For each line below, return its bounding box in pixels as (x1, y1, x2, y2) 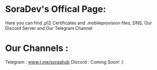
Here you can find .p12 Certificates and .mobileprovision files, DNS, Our (5, 20, 152, 26)
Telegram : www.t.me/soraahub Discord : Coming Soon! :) (5, 59, 124, 65)
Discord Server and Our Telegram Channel (5, 25, 93, 31)
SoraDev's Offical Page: (5, 3, 106, 15)
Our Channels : (5, 43, 69, 54)
